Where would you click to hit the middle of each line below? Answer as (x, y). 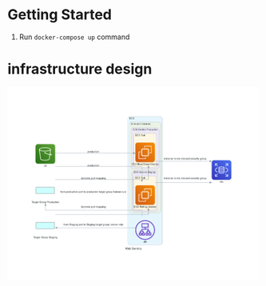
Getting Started (60, 15)
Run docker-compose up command (74, 37)
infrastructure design (80, 69)
